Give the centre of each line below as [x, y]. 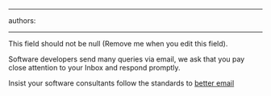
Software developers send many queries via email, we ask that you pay [127, 59]
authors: [22, 20]
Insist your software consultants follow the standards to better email [121, 83]
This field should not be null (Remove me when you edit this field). [118, 44]
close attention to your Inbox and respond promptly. [94, 68]
